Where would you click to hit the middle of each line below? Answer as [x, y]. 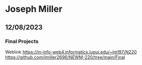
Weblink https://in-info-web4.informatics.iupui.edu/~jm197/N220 [71, 52]
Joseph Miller [34, 9]
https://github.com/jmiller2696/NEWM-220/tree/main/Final [65, 57]
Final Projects [22, 41]
